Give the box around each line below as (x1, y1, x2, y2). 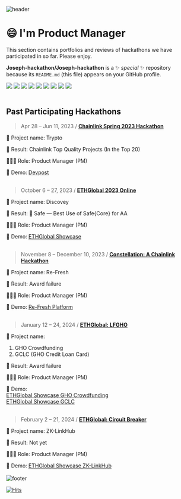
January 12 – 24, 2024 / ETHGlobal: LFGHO (20, 321, 128, 328)
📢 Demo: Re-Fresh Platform (6, 303, 73, 310)
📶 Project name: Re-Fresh (6, 268, 69, 275)
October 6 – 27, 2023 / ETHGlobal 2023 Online (20, 187, 136, 194)
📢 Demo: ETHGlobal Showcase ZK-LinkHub (6, 462, 112, 469)
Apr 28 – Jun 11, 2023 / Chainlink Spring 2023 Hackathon (20, 122, 164, 129)
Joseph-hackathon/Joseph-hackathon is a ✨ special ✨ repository (6, 64, 171, 71)
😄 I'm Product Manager (6, 27, 126, 40)
